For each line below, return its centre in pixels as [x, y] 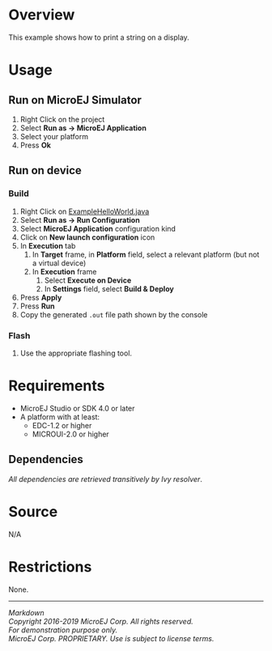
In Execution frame [64, 271]
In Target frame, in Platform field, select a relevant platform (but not [146, 254]
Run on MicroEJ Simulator [75, 100]
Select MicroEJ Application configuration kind [98, 228]
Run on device [45, 170]
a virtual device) [59, 263]
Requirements [57, 386]
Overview [42, 15]
